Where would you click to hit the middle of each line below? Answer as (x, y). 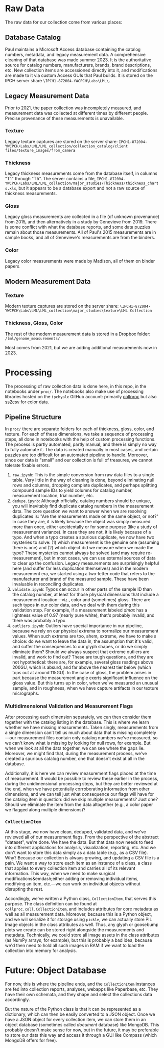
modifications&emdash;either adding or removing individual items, (72, 879)
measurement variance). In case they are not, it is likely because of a (82, 532)
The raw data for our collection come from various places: (64, 22)
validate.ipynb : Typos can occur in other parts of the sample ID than (82, 589)
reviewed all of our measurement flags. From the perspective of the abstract (82, 837)
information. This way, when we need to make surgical (60, 874)
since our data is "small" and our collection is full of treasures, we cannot (79, 460)
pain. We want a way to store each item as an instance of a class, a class (79, 863)
